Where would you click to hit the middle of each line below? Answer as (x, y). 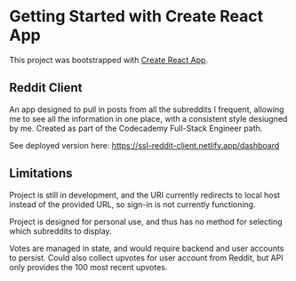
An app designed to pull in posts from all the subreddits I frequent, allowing (147, 109)
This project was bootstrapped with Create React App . (109, 60)
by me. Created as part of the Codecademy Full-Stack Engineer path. (136, 128)
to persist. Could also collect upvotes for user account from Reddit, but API (146, 257)
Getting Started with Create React (136, 16)
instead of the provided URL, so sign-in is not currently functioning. (132, 204)
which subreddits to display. (61, 231)
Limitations (41, 174)
